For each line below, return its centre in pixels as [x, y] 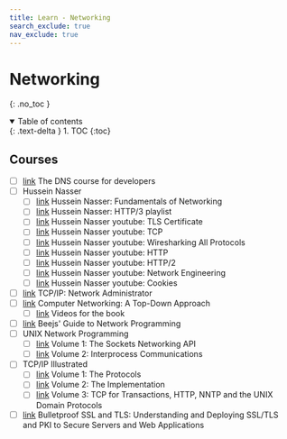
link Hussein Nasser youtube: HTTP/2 [106, 262]
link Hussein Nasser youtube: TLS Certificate [119, 222]
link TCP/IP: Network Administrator [87, 293]
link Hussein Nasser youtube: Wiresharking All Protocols [140, 242]
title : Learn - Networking [60, 18]
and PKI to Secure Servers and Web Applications [113, 425]
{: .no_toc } [30, 104]
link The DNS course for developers [89, 181]
